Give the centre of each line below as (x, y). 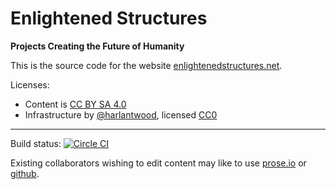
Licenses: (30, 84)
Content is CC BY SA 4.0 (75, 104)
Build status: (36, 143)
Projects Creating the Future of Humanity (97, 46)
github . (25, 173)
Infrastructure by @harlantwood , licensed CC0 (121, 114)
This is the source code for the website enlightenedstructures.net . (146, 65)
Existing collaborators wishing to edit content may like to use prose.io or (158, 163)
